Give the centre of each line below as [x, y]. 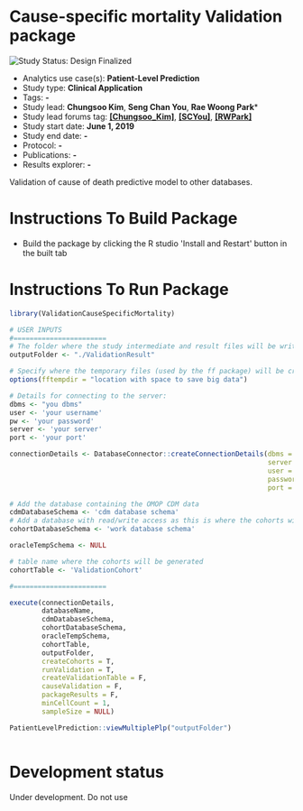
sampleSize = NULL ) [78, 711]
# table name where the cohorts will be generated [106, 561]
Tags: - [36, 97]
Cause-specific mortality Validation [146, 17]
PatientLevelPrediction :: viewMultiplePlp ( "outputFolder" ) [120, 728]
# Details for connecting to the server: [88, 396]
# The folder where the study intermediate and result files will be [143, 346]
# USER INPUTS [36, 330]
